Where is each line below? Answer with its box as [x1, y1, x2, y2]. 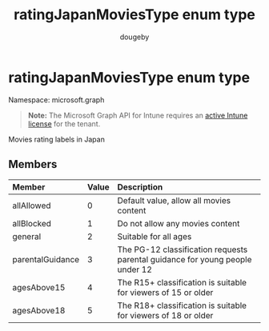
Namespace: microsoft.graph [8, 94, 105, 105]
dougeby [119, 32, 150, 42]
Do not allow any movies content [117, 217, 240, 229]
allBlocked [12, 217, 52, 229]
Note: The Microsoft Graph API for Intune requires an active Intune [27, 110, 248, 120]
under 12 [117, 264, 152, 275]
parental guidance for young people [117, 253, 252, 265]
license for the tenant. [27, 118, 101, 129]
